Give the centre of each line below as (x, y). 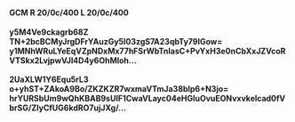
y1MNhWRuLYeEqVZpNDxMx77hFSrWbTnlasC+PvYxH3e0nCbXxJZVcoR (147, 51)
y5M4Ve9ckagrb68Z (49, 32)
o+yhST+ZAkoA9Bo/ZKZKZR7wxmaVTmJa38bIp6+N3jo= (119, 89)
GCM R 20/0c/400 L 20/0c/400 (69, 12)
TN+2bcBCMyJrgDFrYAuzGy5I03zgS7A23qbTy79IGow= (116, 42)
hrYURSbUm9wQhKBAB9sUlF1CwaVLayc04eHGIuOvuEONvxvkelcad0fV (147, 99)
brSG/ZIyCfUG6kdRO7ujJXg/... (68, 108)
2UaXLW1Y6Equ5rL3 (49, 79)
